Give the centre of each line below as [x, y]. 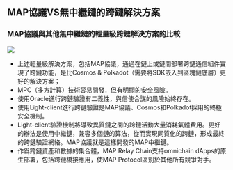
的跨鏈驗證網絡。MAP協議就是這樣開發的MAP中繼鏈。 [95, 142]
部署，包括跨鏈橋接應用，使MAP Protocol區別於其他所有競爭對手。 [119, 160]
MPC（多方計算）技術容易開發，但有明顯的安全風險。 [94, 90]
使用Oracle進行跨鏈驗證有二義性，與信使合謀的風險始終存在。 [106, 98]
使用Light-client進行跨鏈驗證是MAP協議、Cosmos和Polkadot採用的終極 [120, 107]
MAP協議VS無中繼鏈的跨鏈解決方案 [84, 13]
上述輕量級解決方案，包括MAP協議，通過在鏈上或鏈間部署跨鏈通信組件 [119, 63]
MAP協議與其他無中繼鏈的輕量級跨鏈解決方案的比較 [94, 34]
